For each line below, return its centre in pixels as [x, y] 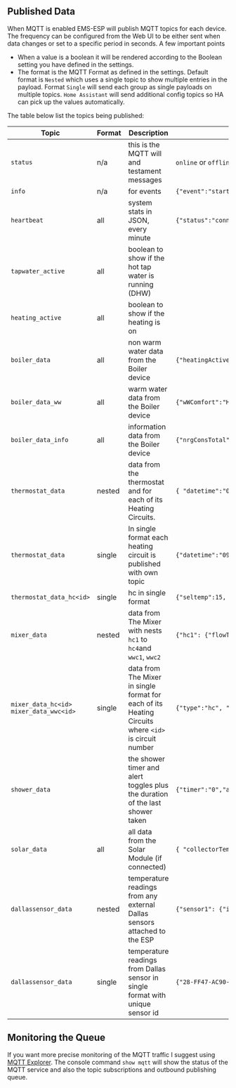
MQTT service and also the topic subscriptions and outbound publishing [112, 1069]
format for [145, 694]
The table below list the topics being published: [76, 115]
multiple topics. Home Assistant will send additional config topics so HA [120, 94]
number [141, 747]
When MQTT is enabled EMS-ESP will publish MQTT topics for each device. [117, 28]
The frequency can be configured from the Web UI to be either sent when [114, 36]
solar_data [29, 849]
